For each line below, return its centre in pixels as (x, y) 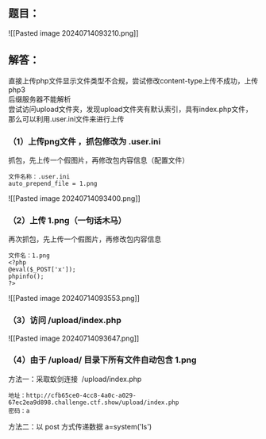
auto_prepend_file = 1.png (53, 183)
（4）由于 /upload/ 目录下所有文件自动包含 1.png (102, 360)
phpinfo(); (26, 277)
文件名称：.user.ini (39, 176)
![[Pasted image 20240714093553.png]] (74, 298)
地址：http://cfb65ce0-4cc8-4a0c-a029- (72, 395)
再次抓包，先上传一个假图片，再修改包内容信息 (85, 239)
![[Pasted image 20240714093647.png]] (74, 338)
